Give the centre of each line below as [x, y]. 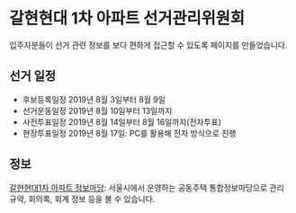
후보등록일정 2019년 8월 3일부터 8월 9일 [94, 99]
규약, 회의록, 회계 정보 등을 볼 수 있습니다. [82, 199]
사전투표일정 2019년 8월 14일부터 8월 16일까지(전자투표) [122, 121]
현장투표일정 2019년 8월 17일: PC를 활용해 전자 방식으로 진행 [129, 133]
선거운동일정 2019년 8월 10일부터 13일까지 [97, 111]
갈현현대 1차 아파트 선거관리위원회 [127, 18]
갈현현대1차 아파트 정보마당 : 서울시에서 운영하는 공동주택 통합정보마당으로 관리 [147, 187]
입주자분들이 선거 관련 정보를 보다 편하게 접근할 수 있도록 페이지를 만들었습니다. [148, 45]
